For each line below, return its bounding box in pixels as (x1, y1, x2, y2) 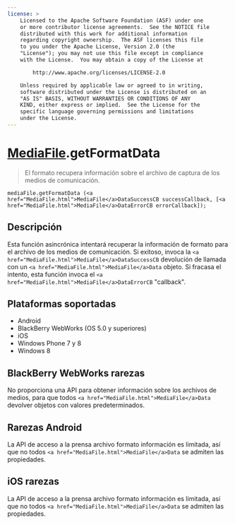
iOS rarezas (7, 476, 60, 488)
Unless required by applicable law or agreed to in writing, (20, 82, 203, 89)
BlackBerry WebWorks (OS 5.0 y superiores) (17, 324, 147, 333)
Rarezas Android (7, 421, 83, 433)
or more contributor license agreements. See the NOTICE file (20, 23, 210, 30)
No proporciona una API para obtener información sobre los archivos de (7, 386, 217, 394)
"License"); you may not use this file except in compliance (20, 50, 203, 57)
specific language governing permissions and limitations (20, 108, 194, 115)
